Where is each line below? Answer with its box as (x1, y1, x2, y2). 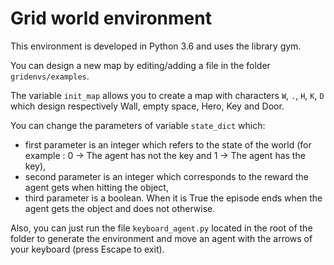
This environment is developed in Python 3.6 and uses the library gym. (10, 40, 302, 52)
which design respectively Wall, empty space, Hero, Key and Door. (10, 100, 285, 112)
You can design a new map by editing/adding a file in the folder (10, 59, 271, 71)
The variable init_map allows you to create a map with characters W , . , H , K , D (10, 89, 325, 101)
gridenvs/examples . (10, 70, 90, 82)
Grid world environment (10, 7, 212, 30)
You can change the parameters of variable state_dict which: (10, 119, 266, 131)
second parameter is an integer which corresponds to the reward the (24, 170, 309, 182)
